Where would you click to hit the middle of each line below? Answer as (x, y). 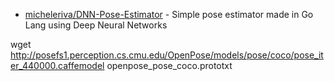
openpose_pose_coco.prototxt (169, 65)
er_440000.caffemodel (57, 65)
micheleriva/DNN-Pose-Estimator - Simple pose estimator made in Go (169, 14)
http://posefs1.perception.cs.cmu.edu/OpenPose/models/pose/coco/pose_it (167, 55)
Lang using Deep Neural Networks (96, 25)
